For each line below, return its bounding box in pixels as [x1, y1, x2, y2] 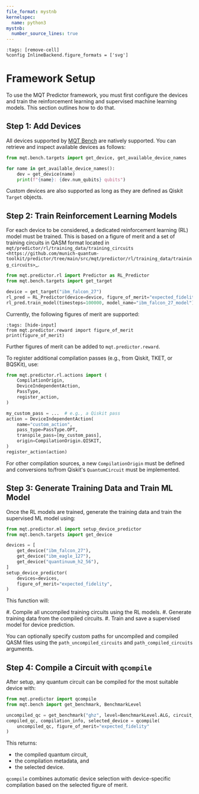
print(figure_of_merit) [6, 332, 65, 338]
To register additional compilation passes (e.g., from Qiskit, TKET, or [6, 354, 173, 361]
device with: [6, 685, 36, 692]
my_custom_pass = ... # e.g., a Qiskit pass [6, 410, 120, 416]
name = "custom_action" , [17, 421, 73, 427]
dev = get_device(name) [17, 171, 76, 177]
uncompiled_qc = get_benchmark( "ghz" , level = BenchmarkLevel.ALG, [6, 712, 171, 718]
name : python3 [11, 20, 46, 26]
